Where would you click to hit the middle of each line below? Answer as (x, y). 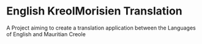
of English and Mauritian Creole (46, 34)
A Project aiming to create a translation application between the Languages (101, 28)
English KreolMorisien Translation (94, 11)
